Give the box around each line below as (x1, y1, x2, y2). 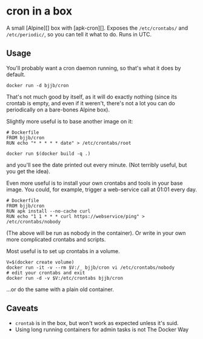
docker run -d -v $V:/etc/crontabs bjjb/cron (6, 275, 123, 281)
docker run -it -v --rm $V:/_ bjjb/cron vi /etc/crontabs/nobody (6, 265, 175, 271)
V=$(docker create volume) (6, 259, 75, 265)
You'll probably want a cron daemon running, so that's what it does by (6, 64, 181, 71)
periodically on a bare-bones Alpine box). (6, 106, 110, 113)
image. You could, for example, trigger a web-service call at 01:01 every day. (6, 186, 198, 193)
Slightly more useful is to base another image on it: (6, 117, 133, 125)
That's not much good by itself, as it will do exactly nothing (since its (6, 93, 178, 100)
